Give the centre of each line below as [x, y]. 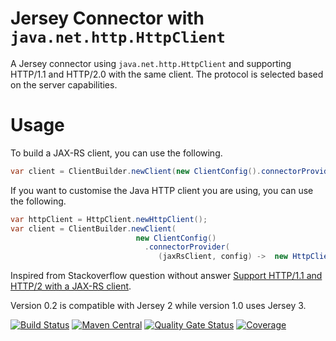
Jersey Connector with [107, 18]
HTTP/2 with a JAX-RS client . [71, 286]
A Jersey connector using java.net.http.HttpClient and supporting [151, 63]
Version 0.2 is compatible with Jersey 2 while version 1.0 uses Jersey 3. [158, 306]
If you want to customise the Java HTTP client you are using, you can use [162, 190]
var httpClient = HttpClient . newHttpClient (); [109, 219]
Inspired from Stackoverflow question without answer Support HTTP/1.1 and [166, 276]
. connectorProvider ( [187, 247]
